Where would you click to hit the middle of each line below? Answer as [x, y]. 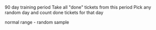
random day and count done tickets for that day [54, 12]
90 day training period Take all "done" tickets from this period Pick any [78, 7]
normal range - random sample [37, 22]
